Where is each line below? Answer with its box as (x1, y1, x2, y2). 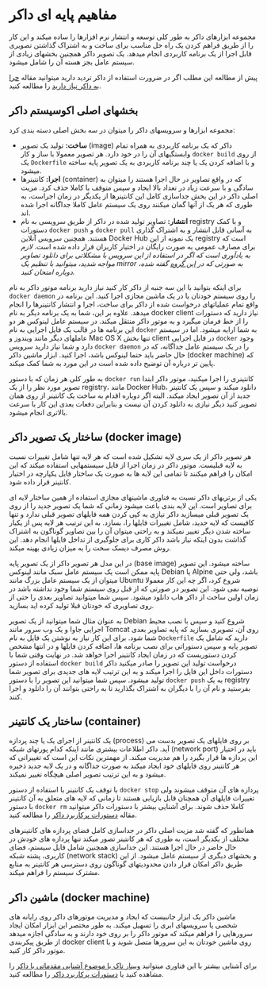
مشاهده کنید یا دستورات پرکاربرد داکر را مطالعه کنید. (9, 970, 165, 979)
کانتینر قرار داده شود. (9, 476, 72, 486)
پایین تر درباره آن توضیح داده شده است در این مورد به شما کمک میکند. (9, 358, 216, 368)
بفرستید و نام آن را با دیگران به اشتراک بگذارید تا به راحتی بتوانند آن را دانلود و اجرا (9, 683, 251, 692)
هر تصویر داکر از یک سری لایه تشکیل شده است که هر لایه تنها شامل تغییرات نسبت (9, 451, 252, 461)
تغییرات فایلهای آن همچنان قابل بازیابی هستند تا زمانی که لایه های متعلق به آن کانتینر (9, 793, 255, 803)
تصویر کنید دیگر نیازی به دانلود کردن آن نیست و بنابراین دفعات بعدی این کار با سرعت (9, 399, 257, 408)
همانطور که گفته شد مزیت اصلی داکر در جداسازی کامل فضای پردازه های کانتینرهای (9, 826, 254, 835)
